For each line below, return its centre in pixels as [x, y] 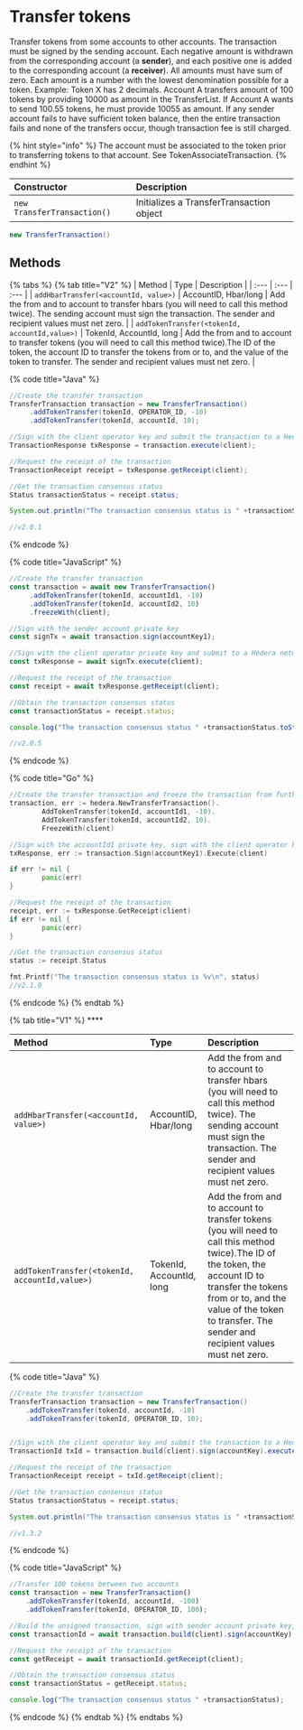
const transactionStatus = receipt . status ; [92, 711]
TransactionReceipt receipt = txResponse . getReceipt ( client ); [129, 470]
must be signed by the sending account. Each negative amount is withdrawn [151, 51]
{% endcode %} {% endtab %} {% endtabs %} [96, 1717]
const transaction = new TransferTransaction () [101, 1593]
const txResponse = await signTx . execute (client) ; [106, 662]
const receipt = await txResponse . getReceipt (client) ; [115, 686]
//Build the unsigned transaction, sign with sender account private [143, 1626]
